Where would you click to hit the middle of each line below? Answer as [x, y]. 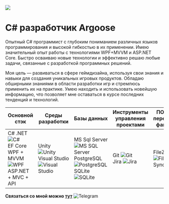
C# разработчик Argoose [60, 28]
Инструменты [130, 112]
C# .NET [18, 133]
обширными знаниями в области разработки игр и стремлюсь [73, 84]
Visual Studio [54, 158]
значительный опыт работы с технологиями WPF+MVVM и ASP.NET [78, 52]
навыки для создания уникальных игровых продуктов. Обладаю [75, 78]
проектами [131, 124]
